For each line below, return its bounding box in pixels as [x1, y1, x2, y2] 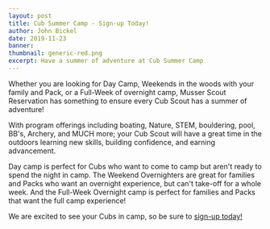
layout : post [8, 11, 52, 20]
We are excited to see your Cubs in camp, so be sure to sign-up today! [8, 211, 243, 221]
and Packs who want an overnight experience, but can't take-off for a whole [8, 178, 262, 188]
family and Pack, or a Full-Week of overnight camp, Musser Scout [8, 87, 226, 97]
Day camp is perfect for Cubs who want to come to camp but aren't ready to [8, 161, 262, 171]
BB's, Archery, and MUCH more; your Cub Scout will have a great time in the [8, 128, 262, 138]
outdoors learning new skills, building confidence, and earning [8, 137, 216, 147]
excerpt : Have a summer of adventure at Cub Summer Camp [8, 57, 204, 65]
